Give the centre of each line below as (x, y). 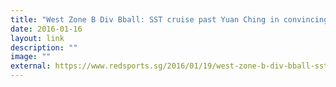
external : (31, 66)
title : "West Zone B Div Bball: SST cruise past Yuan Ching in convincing (169, 19)
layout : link (37, 38)
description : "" (44, 47)
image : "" (31, 57)
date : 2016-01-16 (46, 29)
